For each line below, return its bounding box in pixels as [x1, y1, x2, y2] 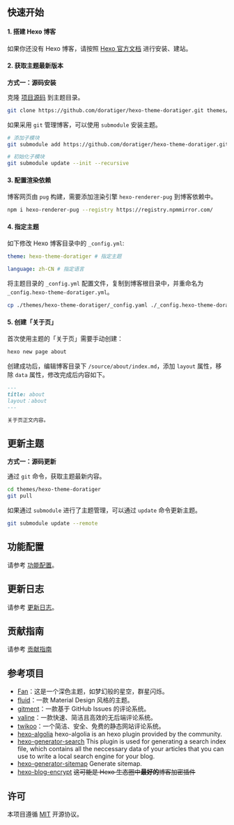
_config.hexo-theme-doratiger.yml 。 [7, 288, 114, 296]
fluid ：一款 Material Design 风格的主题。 [17, 696, 134, 704]
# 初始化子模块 [7, 153, 45, 160]
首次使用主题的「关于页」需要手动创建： [7, 334, 123, 343]
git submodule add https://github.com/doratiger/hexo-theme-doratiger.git [7, 141, 229, 148]
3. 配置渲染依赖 [7, 176, 52, 184]
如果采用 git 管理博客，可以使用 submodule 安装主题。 [7, 121, 162, 129]
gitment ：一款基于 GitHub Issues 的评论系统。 [17, 704, 150, 713]
